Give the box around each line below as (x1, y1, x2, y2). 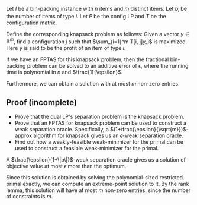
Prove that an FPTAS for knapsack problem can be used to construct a (14, 119, 187, 127)
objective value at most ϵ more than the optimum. (6, 163, 127, 170)
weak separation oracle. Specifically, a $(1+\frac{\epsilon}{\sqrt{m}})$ (14, 126, 186, 133)
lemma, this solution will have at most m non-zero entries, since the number (6, 187, 191, 194)
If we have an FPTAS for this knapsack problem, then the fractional (6, 56, 169, 63)
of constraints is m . (6, 193, 53, 200)
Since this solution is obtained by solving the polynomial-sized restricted (6, 174, 183, 181)
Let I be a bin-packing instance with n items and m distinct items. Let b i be (6, 5, 188, 14)
